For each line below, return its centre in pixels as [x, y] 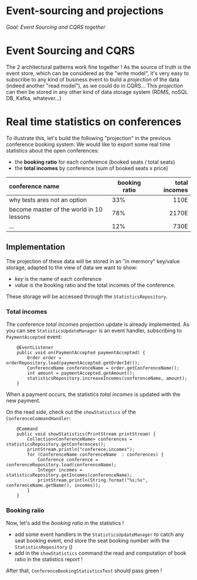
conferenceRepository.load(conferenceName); [61, 464]
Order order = [44, 358]
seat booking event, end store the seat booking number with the [92, 541]
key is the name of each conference [58, 279]
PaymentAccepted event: [34, 337]
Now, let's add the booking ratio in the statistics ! [65, 523]
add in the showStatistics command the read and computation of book [100, 553]
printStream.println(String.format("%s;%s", [93, 480]
